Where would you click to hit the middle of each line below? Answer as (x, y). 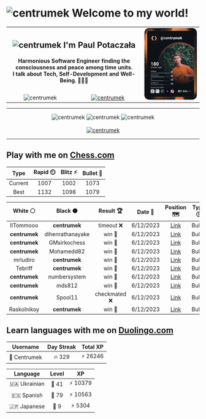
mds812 (67, 285)
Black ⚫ (67, 211)
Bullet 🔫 (93, 173)
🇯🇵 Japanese (27, 406)
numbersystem (67, 277)
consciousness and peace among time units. (74, 67)
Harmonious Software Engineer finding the (74, 61)
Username (26, 347)
